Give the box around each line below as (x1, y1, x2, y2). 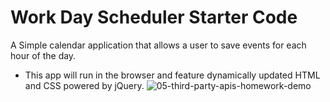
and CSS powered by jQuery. (24, 79, 145, 91)
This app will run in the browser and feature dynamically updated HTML (24, 69, 321, 81)
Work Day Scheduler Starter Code (10, 6, 298, 29)
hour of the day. (10, 49, 77, 61)
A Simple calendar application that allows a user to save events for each (10, 39, 307, 51)
